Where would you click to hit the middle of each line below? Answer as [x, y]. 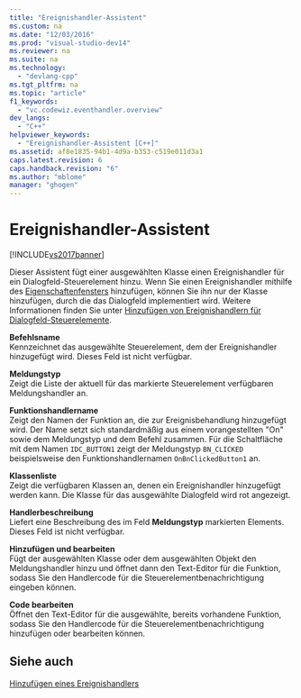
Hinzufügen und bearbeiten [62, 549]
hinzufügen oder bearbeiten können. [78, 634]
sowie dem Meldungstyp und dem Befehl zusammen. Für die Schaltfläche [146, 440]
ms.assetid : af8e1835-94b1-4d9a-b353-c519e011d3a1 [106, 151]
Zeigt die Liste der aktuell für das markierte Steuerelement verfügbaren [141, 384]
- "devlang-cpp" [48, 77]
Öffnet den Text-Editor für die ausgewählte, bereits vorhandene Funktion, [146, 614]
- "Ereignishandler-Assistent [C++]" [88, 143]
